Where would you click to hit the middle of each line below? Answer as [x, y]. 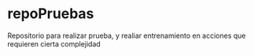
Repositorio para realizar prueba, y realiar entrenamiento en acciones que [127, 35]
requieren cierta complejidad [54, 43]
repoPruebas [51, 14]
